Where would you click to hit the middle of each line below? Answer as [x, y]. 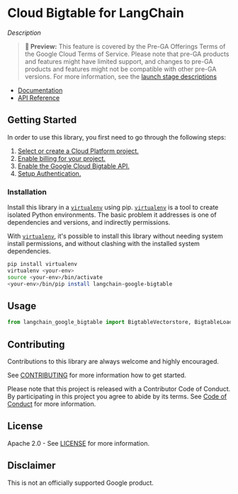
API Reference [39, 98]
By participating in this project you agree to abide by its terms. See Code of [117, 397]
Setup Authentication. [49, 173]
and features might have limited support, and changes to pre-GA [119, 61]
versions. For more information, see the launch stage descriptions [121, 77]
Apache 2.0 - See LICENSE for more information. [79, 443]
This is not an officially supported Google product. [81, 483]
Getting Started [42, 120]
